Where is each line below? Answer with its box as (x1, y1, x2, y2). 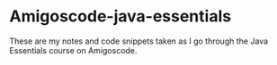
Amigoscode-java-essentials (9, 6, 232, 27)
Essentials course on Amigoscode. (9, 45, 138, 55)
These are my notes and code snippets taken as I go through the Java (9, 36, 268, 46)
